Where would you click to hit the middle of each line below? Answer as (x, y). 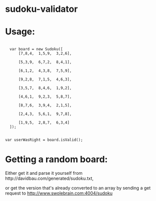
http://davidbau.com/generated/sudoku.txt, (50, 178)
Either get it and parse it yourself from (44, 173)
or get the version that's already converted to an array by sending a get (78, 188)
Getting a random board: (56, 160)
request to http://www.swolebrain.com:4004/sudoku (59, 193)
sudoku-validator (42, 9)
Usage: (20, 32)
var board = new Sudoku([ (36, 49)
